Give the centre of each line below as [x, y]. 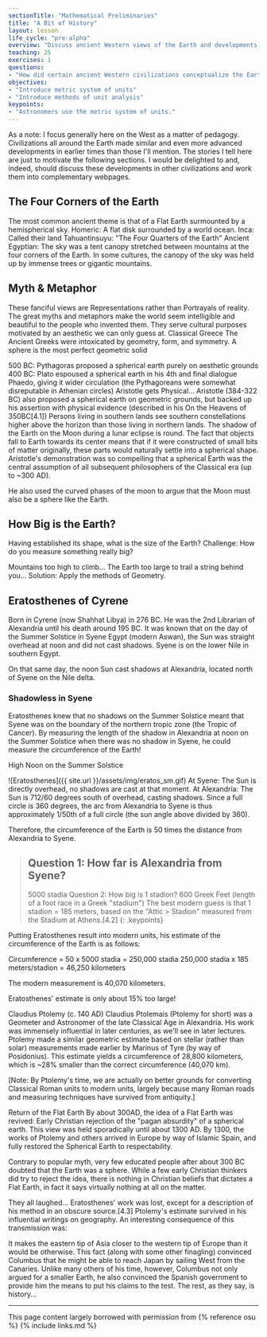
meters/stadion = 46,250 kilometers [67, 968]
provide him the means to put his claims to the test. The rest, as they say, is [132, 1286]
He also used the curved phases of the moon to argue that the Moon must [130, 491]
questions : [26, 68]
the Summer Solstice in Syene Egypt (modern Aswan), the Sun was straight [132, 637]
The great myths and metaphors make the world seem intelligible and [122, 316]
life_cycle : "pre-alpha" [49, 38]
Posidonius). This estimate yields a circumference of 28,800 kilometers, [126, 1057]
